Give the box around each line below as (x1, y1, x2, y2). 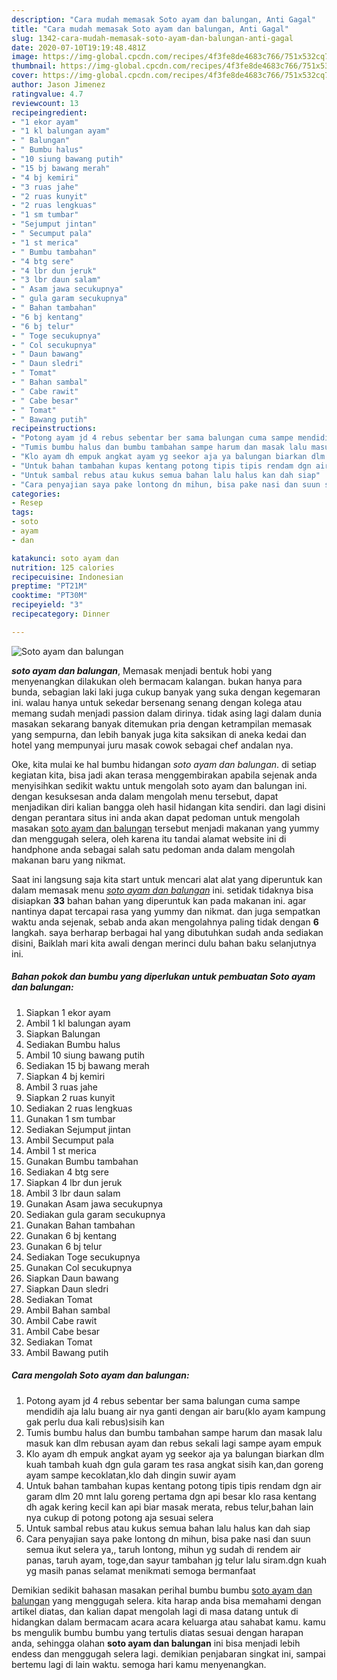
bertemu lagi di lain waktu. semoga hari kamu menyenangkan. (11, 1658, 267, 1670)
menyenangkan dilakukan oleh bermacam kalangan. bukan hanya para (11, 675, 303, 687)
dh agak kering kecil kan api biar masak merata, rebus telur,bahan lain (25, 1501, 314, 1513)
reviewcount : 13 (11, 98, 79, 108)
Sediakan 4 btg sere (25, 1166, 109, 1178)
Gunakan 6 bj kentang (25, 1229, 118, 1241)
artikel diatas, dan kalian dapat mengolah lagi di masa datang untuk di (11, 1605, 299, 1617)
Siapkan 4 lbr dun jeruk (25, 1176, 123, 1188)
